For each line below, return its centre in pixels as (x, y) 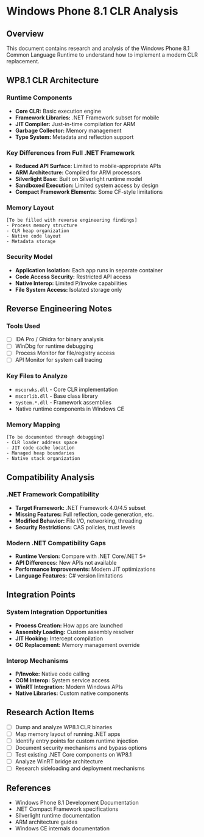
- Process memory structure (42, 226)
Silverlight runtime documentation (58, 816)
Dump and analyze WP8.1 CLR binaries (64, 727)
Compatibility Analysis (51, 477)
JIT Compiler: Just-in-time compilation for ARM (75, 124)
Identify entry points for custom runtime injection (76, 741)
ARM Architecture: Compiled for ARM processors (78, 172)
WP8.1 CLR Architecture (53, 80)
